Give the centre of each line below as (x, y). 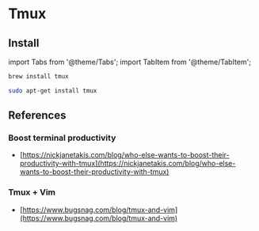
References (37, 116)
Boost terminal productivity (62, 138)
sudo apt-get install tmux (53, 91)
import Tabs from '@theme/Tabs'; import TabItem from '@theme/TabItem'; (130, 62)
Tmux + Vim (32, 192)
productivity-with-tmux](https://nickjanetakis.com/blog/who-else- (128, 164)
